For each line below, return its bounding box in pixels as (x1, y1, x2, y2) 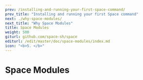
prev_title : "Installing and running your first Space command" (5, 12, 139, 17)
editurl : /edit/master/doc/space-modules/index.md (5, 39, 110, 44)
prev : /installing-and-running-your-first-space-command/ (5, 7, 125, 12)
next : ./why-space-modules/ (5, 16, 62, 21)
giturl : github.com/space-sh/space (5, 35, 78, 40)
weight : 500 (5, 30, 29, 35)
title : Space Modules (5, 25, 49, 30)
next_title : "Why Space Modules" (5, 20, 73, 26)
